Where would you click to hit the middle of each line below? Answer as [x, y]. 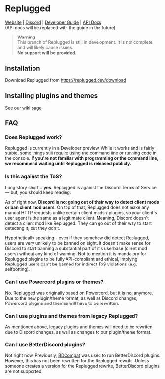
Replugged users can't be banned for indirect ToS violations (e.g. [71, 264]
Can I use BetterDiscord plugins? [45, 345]
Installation [23, 68]
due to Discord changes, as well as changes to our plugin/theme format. [78, 332]
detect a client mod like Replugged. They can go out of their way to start [79, 223]
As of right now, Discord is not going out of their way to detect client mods [82, 202]
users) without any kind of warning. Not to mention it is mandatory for [76, 253]
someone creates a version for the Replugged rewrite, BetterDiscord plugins [82, 366]
